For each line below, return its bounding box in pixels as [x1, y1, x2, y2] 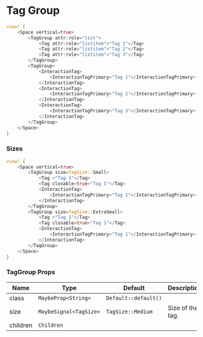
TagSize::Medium [106, 308, 153, 315]
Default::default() [106, 294, 162, 301]
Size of [167, 303, 188, 312]
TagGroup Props [6, 268, 56, 277]
